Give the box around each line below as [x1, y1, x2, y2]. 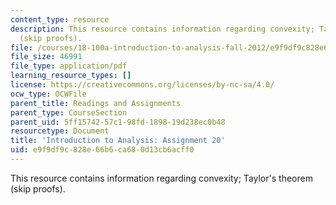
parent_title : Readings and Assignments [10, 98, 182, 108]
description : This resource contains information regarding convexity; [10, 24, 315, 34]
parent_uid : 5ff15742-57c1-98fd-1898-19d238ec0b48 [10, 117, 226, 127]
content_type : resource [10, 14, 110, 25]
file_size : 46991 [10, 52, 83, 62]
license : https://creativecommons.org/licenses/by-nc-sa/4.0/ [10, 80, 275, 90]
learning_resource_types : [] [10, 71, 132, 81]
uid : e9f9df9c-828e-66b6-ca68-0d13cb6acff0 [10, 145, 195, 155]
